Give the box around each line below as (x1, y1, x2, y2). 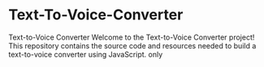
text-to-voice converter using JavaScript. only (8, 49, 163, 59)
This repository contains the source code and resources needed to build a (8, 40, 257, 50)
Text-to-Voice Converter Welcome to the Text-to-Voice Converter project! (8, 32, 255, 42)
